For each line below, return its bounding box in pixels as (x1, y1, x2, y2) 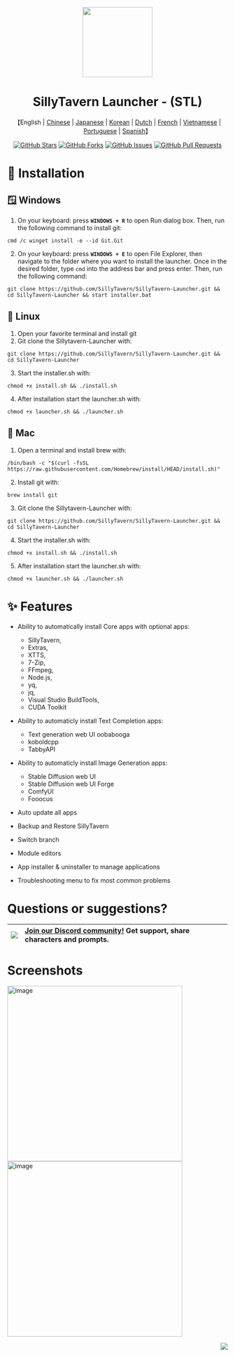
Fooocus (27, 794, 54, 803)
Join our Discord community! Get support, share (24, 926, 190, 936)
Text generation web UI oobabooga (27, 730, 130, 738)
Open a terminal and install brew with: (17, 446, 127, 454)
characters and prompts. (24, 935, 110, 944)
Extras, (27, 643, 49, 652)
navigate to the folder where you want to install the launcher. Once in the (17, 257, 227, 265)
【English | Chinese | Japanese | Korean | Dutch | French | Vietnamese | (13, 118, 222, 126)
